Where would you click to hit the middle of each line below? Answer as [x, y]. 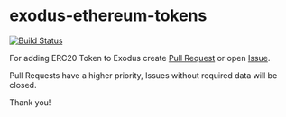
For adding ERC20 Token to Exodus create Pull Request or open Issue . [140, 58]
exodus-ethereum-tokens [108, 16]
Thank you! [30, 102]
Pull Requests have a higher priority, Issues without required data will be [143, 75]
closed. [23, 85]
